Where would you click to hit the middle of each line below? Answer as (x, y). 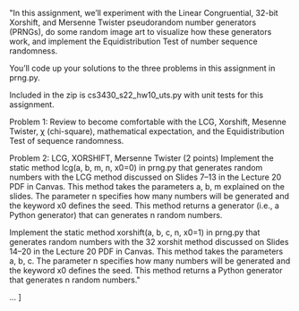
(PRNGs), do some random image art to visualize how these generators (141, 32)
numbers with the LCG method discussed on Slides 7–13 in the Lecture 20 (145, 177)
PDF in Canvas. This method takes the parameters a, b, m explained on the (147, 186)
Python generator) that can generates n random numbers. (116, 215)
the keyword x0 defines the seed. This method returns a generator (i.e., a (145, 206)
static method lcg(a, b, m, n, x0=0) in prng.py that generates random (136, 168)
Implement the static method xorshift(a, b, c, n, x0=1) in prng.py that (135, 232)
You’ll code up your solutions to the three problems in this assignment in (142, 68)
